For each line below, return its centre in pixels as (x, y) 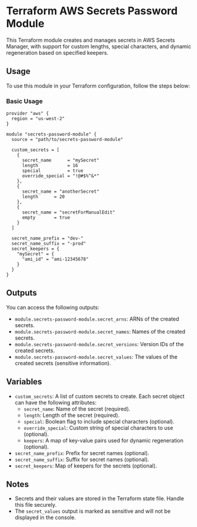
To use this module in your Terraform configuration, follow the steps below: (98, 86)
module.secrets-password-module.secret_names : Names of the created (100, 331)
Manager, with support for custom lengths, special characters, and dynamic (99, 46)
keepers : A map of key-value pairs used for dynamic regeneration (104, 440)
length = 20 (43, 197)
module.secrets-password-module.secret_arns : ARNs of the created (97, 319)
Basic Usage (25, 101)
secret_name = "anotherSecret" (61, 192)
